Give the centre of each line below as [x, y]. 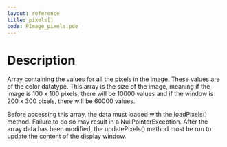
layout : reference [33, 13]
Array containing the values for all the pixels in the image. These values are [113, 79]
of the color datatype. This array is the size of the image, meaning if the [109, 87]
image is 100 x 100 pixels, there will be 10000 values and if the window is [110, 94]
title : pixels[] [30, 20]
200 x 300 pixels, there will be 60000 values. [71, 101]
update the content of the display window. [67, 136]
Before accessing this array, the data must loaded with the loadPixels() [107, 115]
